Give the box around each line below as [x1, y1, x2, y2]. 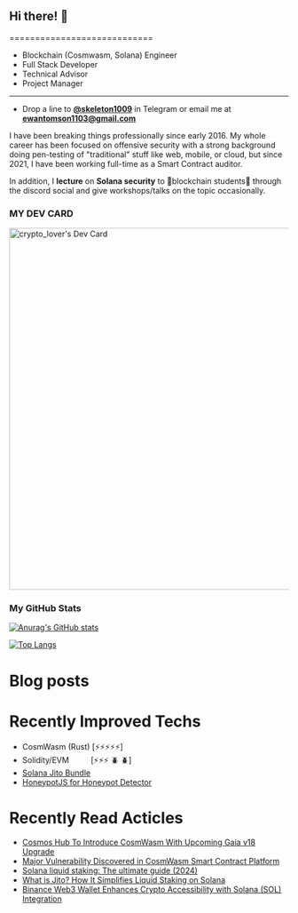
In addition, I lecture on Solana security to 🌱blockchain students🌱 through [9, 175, 282, 187]
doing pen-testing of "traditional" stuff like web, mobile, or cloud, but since [9, 148, 283, 160]
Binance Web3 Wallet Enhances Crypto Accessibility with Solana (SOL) [21, 885, 282, 895]
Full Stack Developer [21, 59, 98, 69]
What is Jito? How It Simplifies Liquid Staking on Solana [21, 875, 226, 885]
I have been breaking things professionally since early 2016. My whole [9, 130, 266, 140]
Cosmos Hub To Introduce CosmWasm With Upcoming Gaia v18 [21, 837, 255, 848]
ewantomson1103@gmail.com [21, 113, 136, 123]
